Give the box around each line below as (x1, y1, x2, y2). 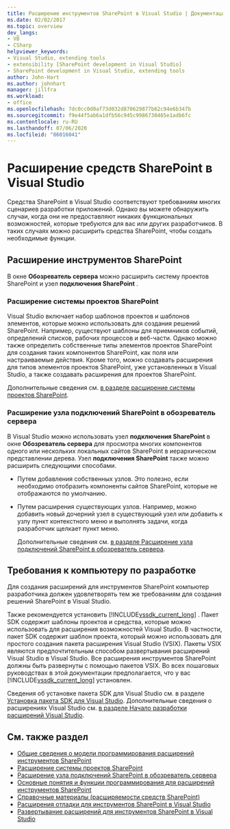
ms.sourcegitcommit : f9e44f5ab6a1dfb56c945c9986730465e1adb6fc (7, 112, 192, 119)
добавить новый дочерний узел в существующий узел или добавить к (16, 510, 223, 518)
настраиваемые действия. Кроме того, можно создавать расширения (7, 356, 214, 364)
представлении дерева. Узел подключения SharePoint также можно (7, 454, 209, 462)
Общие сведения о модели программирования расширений (16, 750, 194, 758)
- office (7, 99, 32, 106)
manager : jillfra (7, 86, 57, 93)
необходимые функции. (7, 234, 77, 243)
